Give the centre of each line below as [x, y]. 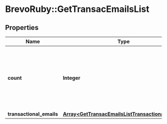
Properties [22, 28]
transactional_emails [33, 114]
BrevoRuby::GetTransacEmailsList [77, 9]
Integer [72, 78]
